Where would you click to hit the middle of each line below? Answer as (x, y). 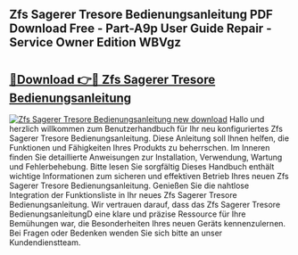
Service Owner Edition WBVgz (95, 42)
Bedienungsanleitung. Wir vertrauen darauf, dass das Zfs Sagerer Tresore (145, 205)
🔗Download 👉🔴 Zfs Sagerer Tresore (112, 79)
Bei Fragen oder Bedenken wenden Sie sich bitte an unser (116, 233)
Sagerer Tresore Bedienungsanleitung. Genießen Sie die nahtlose (129, 185)
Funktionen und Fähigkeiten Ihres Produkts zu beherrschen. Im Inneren (140, 148)
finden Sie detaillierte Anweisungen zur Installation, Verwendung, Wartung (146, 157)
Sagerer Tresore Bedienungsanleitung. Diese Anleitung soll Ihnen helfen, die (149, 138)
